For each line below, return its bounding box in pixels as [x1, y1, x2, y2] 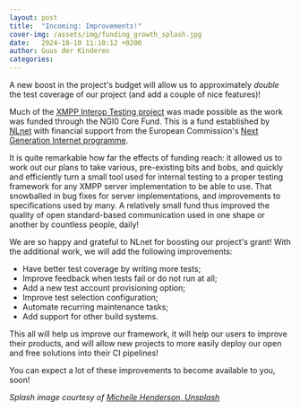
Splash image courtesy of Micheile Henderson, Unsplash [9, 392, 220, 402]
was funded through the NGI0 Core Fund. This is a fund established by [9, 116, 270, 127]
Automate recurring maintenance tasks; [21, 302, 168, 312]
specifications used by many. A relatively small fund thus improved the [9, 200, 270, 211]
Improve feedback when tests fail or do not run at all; [21, 273, 218, 284]
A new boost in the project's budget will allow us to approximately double [9, 80, 279, 90]
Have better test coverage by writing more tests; [21, 264, 201, 274]
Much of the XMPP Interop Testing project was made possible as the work [9, 107, 284, 117]
